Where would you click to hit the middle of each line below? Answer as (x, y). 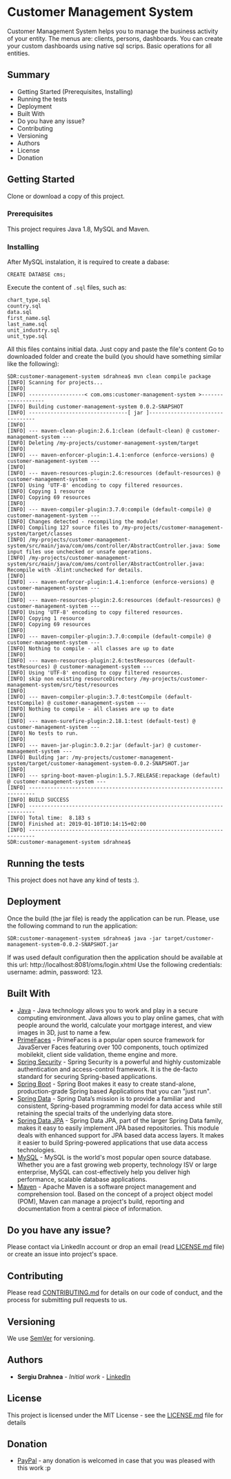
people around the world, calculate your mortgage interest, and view (114, 1025)
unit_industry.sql (33, 330)
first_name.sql (29, 319)
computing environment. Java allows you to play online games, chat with (120, 1017)
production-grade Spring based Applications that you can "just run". (114, 1091)
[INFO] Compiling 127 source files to (63, 528)
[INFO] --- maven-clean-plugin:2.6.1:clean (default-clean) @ (98, 431)
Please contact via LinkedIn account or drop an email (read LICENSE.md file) (116, 1247)
